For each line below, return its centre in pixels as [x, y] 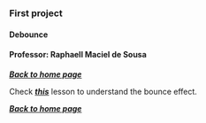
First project [36, 13]
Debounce [29, 35]
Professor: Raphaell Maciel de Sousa [78, 55]
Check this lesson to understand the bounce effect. [103, 91]
